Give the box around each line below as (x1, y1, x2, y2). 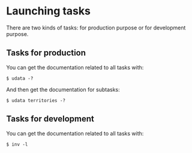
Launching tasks (6, 4, 91, 18)
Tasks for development (6, 114, 94, 124)
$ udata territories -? (6, 97, 66, 103)
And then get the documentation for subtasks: (6, 86, 120, 93)
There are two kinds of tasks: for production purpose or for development (6, 24, 186, 31)
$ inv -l (6, 141, 28, 148)
